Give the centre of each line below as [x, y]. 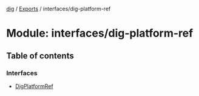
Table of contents [40, 56]
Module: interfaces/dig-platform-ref [100, 33]
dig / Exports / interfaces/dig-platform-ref [59, 9]
